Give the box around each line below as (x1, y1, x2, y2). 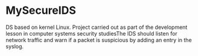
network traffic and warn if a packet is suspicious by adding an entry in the (5, 36, 192, 43)
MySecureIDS (5, 4, 76, 17)
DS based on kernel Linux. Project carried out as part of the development (5, 23, 188, 31)
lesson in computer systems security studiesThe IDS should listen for (5, 30, 177, 37)
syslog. (5, 43, 24, 50)
